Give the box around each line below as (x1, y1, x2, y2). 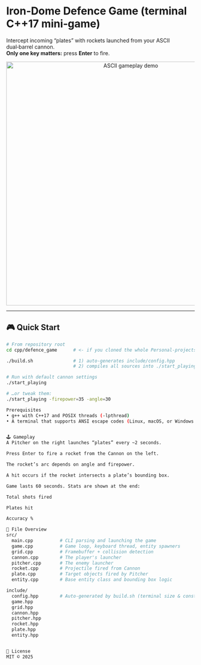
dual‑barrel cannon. (6, 43, 55, 50)
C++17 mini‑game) (6, 17, 100, 31)
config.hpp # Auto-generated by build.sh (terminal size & (11, 593, 181, 599)
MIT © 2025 (6, 654, 33, 660)
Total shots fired (6, 494, 52, 500)
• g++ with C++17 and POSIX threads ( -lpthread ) (6, 412, 130, 418)
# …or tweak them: (6, 391, 52, 397)
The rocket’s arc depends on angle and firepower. (6, 462, 135, 468)
